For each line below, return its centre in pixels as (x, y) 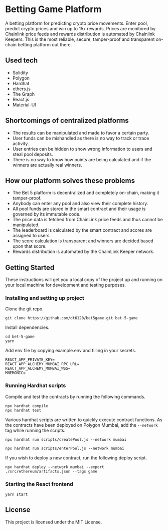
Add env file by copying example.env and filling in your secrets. (71, 351)
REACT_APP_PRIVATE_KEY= (30, 360)
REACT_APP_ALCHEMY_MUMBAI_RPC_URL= (42, 364)
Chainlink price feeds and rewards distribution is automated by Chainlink (80, 34)
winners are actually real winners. (47, 165)
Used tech (22, 61)
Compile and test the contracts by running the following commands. (75, 396)
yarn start (17, 495)
